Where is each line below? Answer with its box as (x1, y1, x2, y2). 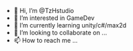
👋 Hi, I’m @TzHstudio (13, 7, 74, 14)
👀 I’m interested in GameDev (13, 14, 95, 22)
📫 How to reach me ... (13, 37, 78, 44)
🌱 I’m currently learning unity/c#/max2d (13, 21, 127, 29)
